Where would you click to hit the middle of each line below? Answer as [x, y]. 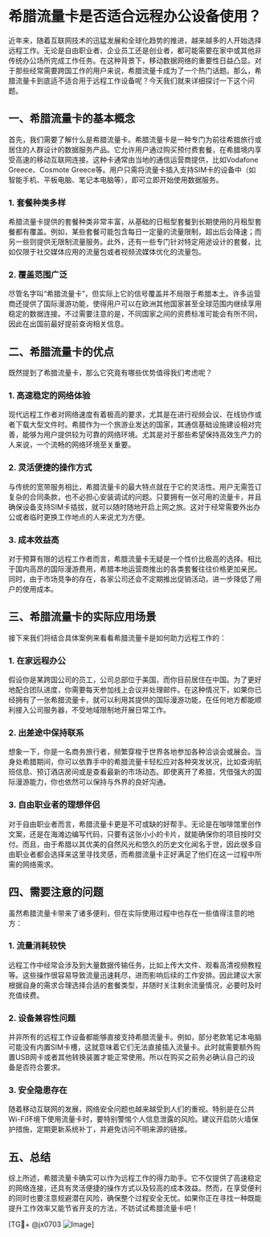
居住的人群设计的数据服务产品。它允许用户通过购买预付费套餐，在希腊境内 [131, 149]
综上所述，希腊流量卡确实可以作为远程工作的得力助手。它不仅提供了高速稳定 [135, 1178]
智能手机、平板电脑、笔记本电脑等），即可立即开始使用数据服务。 [116, 180]
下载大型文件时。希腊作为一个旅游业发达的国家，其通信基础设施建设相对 [135, 424]
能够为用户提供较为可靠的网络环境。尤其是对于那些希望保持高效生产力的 [142, 435]
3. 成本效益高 [34, 540]
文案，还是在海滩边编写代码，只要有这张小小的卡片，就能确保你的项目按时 [131, 834]
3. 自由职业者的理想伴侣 [54, 805]
